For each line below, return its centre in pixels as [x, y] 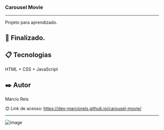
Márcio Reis [17, 99]
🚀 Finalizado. [25, 38]
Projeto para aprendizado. [31, 22]
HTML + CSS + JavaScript [31, 69]
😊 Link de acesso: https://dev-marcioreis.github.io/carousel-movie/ [73, 109]
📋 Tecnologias [28, 55]
